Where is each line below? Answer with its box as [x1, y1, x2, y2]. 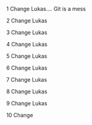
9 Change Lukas [6, 100, 48, 107]
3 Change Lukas [6, 29, 48, 36]
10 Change [6, 112, 34, 118]
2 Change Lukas [6, 17, 48, 24]
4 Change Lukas [6, 41, 48, 48]
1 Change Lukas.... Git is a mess [6, 5, 87, 12]
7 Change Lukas [6, 76, 48, 83]
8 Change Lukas [6, 88, 48, 95]
